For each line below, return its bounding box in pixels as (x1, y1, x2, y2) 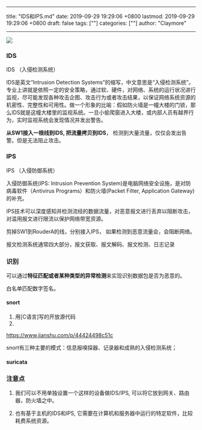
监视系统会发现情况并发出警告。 (26, 116, 106, 124)
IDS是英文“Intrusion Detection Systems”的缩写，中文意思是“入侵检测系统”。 (6, 79, 194, 86)
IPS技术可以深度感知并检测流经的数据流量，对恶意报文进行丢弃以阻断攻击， (6, 207, 194, 215)
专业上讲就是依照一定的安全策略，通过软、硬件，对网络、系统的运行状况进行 (6, 86, 196, 93)
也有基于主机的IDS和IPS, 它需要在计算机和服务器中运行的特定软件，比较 (14, 409, 194, 417)
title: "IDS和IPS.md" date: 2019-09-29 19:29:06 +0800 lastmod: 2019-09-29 (6, 13, 195, 20)
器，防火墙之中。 (14, 396, 58, 404)
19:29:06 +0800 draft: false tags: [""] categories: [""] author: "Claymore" (6, 19, 187, 27)
